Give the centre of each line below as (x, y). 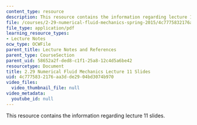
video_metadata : (26, 93)
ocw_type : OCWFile (28, 45)
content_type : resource (35, 11)
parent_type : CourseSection (40, 55)
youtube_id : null (33, 99)
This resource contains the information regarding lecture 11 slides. (86, 116)
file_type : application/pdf (40, 28)
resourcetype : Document (35, 66)
